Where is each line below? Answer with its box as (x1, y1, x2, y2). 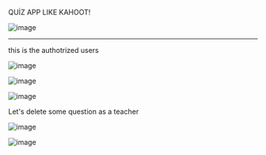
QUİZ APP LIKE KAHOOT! (8, 8, 91, 17)
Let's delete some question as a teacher (8, 107, 139, 116)
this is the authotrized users (8, 46, 99, 55)
